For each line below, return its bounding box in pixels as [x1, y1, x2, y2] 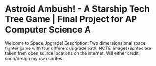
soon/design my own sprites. [5, 55, 64, 61]
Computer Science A [5, 24, 91, 35]
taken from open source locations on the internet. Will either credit [5, 50, 139, 56]
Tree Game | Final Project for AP [5, 14, 137, 25]
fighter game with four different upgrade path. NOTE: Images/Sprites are [5, 45, 152, 51]
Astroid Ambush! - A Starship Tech [5, 3, 150, 15]
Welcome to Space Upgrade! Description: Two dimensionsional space [5, 40, 146, 46]
